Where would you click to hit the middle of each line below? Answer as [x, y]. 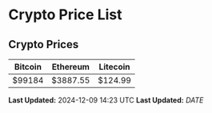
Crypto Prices [44, 44]
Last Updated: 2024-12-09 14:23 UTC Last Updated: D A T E [106, 100]
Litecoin [114, 67]
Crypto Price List [65, 15]
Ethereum [71, 67]
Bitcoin [28, 67]
